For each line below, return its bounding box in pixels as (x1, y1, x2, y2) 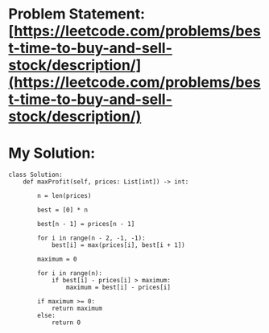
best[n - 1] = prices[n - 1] (37, 220, 135, 228)
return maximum (51, 305, 103, 313)
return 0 (51, 319, 81, 327)
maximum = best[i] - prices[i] (65, 283, 172, 292)
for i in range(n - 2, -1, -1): (37, 234, 147, 242)
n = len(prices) (37, 192, 92, 200)
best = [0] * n (37, 206, 89, 214)
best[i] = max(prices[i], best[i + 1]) (51, 241, 185, 249)
